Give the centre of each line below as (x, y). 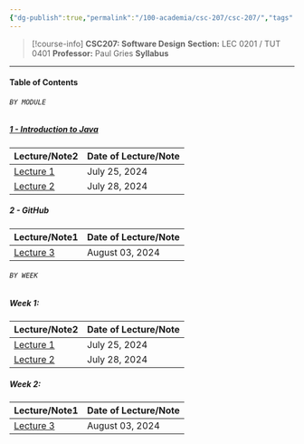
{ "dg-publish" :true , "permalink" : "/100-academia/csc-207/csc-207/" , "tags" (152, 18)
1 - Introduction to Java (54, 130)
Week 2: (25, 384)
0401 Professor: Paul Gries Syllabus (100, 53)
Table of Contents (44, 82)
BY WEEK (24, 276)
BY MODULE (28, 102)
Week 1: (24, 303)
